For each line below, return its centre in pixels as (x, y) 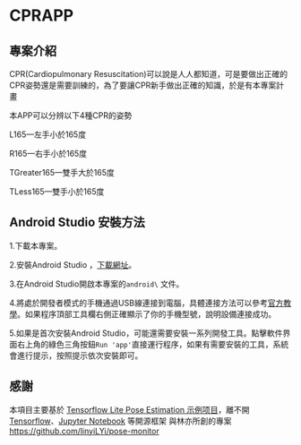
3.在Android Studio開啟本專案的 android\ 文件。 (97, 284)
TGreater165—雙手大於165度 (62, 172)
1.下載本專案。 (36, 245)
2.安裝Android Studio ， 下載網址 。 (73, 264)
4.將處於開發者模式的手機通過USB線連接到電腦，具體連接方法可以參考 (139, 303)
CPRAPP (42, 16)
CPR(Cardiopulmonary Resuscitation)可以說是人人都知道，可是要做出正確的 (149, 74)
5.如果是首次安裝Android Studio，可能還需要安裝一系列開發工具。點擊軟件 (146, 333)
